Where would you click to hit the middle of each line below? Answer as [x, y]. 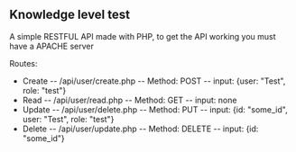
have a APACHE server [52, 46]
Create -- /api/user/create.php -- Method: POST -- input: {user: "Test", [154, 81]
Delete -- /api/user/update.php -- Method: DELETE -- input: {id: [140, 129]
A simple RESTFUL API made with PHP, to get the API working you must [143, 36]
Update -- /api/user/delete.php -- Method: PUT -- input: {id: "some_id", [155, 109]
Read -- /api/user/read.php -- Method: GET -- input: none [129, 100]
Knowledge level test [70, 15]
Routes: [23, 63]
